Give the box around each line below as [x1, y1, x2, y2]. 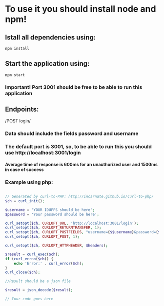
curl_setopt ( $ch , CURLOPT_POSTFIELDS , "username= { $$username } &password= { [5, 230, 159, 235]
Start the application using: [5, 59, 90, 68]
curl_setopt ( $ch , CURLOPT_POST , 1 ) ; [5, 234, 80, 239]
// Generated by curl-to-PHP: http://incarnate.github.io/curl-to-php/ [5, 194, 154, 199]
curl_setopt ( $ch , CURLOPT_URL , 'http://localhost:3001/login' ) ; [5, 221, 139, 226]
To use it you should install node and [5, 3, 156, 15]
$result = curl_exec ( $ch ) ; [5, 252, 60, 257]
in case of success [5, 167, 44, 172]
